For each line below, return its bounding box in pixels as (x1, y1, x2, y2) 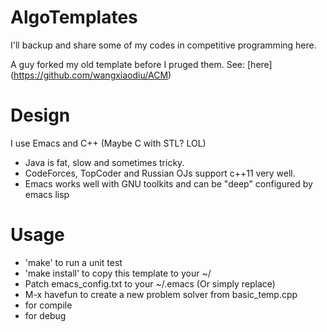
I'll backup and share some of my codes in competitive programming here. (10, 39, 317, 51)
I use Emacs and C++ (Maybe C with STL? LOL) (10, 137, 207, 149)
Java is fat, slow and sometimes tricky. (24, 156, 185, 168)
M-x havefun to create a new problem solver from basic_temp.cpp (24, 288, 298, 300)
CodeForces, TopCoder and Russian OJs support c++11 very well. (24, 167, 296, 179)
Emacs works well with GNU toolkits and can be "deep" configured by (24, 177, 313, 190)
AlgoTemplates (10, 6, 138, 29)
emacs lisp (24, 188, 70, 200)
